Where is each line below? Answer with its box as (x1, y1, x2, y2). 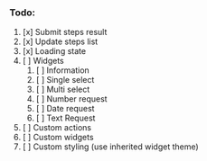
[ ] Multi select (35, 84, 90, 95)
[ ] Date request (35, 103, 95, 114)
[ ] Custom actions (22, 122, 92, 133)
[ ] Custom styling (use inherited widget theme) (22, 141, 199, 152)
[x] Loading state (22, 46, 87, 57)
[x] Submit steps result (22, 27, 108, 38)
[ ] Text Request (35, 112, 96, 123)
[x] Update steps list (22, 36, 99, 47)
